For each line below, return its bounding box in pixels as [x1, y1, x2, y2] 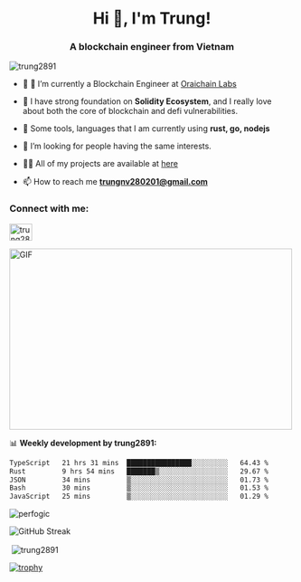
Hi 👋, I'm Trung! [92, 8, 212, 29]
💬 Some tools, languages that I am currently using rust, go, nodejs [22, 123, 270, 134]
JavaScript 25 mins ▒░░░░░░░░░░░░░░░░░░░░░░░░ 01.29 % [9, 492, 269, 501]
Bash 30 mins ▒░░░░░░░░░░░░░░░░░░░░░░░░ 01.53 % [9, 483, 269, 492]
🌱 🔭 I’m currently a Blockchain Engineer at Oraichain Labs [22, 79, 237, 90]
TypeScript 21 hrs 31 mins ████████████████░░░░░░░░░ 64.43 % [9, 458, 269, 467]
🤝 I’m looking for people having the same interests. [22, 140, 212, 152]
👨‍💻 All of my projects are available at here [22, 158, 179, 169]
